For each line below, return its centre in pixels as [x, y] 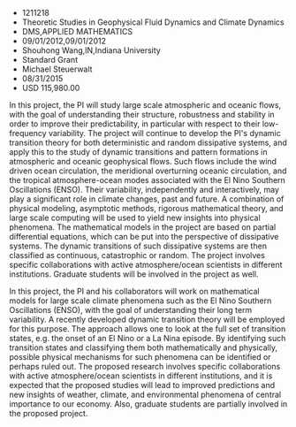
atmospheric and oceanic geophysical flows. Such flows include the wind [143, 161]
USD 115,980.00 [51, 88]
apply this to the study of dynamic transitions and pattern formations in [138, 152]
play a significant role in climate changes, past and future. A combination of [147, 199]
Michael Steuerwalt [57, 69]
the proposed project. [49, 413]
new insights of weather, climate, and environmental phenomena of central [145, 394]
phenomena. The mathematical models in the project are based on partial [143, 227]
